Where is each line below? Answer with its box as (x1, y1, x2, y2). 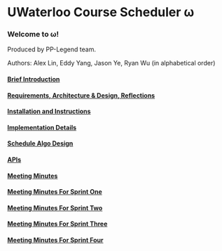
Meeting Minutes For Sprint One (7, 188, 103, 196)
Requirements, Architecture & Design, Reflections (7, 91, 155, 99)
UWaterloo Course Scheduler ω (7, 4, 195, 20)
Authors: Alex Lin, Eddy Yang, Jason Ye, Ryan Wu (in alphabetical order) (7, 59, 216, 67)
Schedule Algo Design (7, 139, 74, 148)
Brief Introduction (7, 75, 60, 84)
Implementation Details (7, 123, 77, 131)
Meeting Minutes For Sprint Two (7, 203, 103, 212)
